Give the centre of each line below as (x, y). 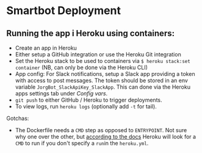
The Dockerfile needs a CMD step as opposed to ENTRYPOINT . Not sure (101, 130)
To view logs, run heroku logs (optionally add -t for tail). (86, 106)
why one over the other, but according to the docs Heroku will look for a (106, 136)
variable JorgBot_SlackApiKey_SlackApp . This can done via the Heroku (103, 87)
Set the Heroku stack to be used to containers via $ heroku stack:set (103, 61)
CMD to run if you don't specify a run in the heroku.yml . (82, 143)
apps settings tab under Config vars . (61, 93)
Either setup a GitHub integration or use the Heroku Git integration (98, 54)
